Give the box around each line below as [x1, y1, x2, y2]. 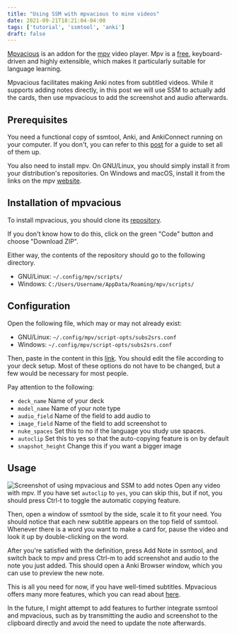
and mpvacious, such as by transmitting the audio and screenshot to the [7, 611, 218, 620]
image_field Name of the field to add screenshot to [17, 419, 168, 427]
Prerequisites [7, 114, 68, 126]
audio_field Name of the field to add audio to [17, 412, 151, 420]
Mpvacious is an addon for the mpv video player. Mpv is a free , [7, 50, 191, 58]
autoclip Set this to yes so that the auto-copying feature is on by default [17, 434, 229, 443]
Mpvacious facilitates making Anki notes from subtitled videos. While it [7, 79, 214, 87]
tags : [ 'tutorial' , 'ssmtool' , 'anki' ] [7, 23, 125, 30]
